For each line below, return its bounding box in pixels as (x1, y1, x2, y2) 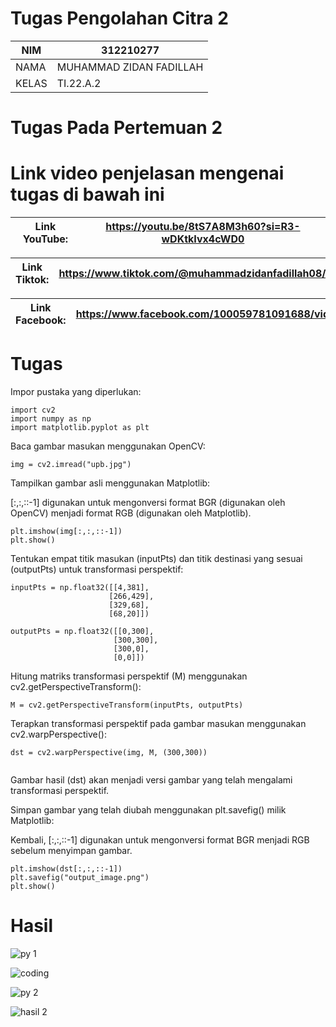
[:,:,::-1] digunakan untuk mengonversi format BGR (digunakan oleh (10, 497, 286, 508)
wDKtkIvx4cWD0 (161, 232, 245, 246)
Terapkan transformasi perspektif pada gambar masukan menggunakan (10, 718, 307, 729)
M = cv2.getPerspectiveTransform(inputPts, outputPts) (10, 700, 244, 710)
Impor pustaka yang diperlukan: (10, 386, 142, 397)
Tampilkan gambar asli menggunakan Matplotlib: (10, 477, 211, 489)
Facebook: (15, 313, 67, 327)
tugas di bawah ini (10, 183, 165, 206)
